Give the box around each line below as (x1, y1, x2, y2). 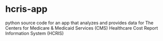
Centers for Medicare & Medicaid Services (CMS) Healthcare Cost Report (5, 25, 158, 31)
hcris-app (5, 3, 48, 15)
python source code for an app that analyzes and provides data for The (5, 20, 154, 26)
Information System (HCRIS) (5, 30, 64, 36)
